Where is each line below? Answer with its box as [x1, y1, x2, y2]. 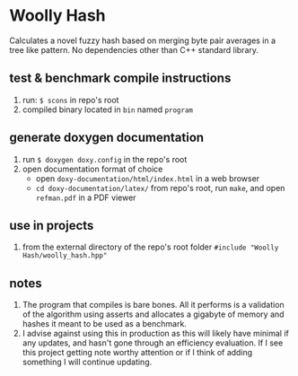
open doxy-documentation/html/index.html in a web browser [35, 172, 260, 184]
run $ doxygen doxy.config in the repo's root [22, 153, 188, 164]
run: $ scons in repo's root [22, 94, 119, 105]
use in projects [9, 217, 94, 233]
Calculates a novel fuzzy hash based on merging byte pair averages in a [9, 35, 276, 46]
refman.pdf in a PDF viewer [35, 192, 136, 203]
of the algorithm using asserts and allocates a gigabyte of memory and [22, 309, 285, 319]
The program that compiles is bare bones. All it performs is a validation [22, 300, 285, 310]
